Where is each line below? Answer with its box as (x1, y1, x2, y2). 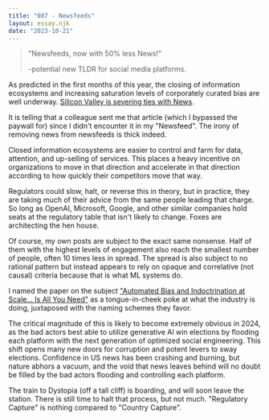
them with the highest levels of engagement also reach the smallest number (8, 245, 259, 254)
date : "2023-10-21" (8, 27, 74, 35)
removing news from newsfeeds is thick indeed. (8, 130, 167, 139)
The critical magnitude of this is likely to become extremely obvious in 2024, (8, 319, 261, 328)
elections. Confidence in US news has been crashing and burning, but (8, 353, 240, 363)
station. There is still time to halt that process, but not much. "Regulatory (8, 394, 248, 404)
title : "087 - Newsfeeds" (8, 11, 95, 20)
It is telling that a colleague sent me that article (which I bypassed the (8, 113, 238, 122)
